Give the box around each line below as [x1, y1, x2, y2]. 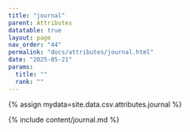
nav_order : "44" [8, 41, 62, 49]
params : [8, 63, 34, 71]
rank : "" [15, 77, 44, 85]
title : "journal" [8, 11, 66, 20]
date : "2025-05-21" [8, 56, 73, 64]
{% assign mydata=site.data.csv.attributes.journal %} [8, 100, 182, 109]
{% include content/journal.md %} [8, 115, 120, 124]
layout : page [8, 33, 51, 42]
